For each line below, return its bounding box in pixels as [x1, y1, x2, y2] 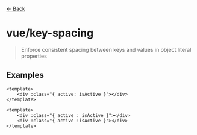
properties [20, 52, 47, 60]
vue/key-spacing [6, 27, 94, 40]
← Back [6, 5, 25, 12]
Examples [6, 70, 44, 80]
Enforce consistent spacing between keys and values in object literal [20, 46, 192, 53]
